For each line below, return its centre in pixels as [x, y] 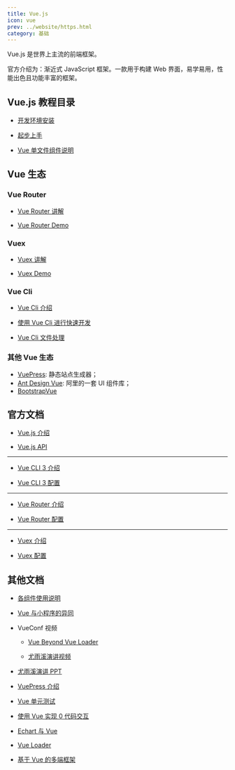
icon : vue [22, 20]
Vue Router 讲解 [41, 211]
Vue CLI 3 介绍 [39, 468]
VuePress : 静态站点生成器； [57, 374]
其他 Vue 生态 [30, 357]
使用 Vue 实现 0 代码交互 [53, 716]
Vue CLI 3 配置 [39, 483]
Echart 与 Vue [37, 731]
